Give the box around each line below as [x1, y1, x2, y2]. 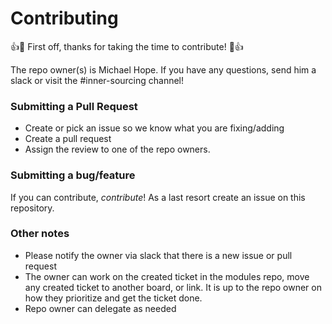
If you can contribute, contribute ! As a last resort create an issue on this [10, 191, 306, 203]
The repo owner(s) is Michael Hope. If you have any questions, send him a [10, 63, 317, 76]
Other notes [10, 227, 70, 241]
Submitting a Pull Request [10, 99, 138, 113]
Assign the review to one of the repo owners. [24, 143, 211, 156]
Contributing [10, 7, 119, 30]
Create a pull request [24, 133, 112, 145]
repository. [10, 202, 55, 214]
